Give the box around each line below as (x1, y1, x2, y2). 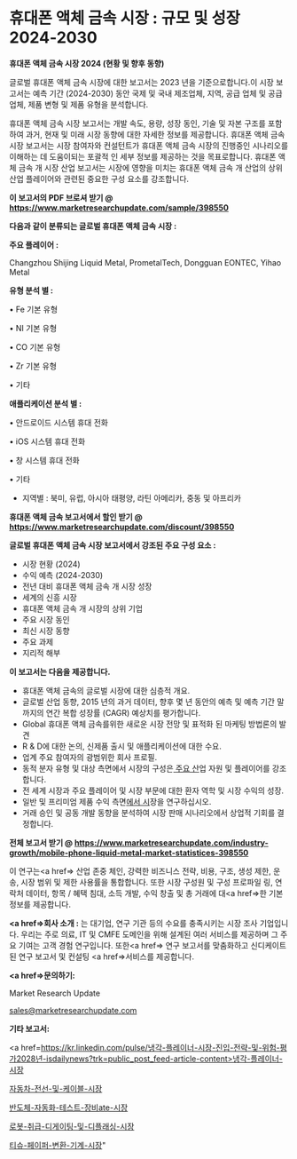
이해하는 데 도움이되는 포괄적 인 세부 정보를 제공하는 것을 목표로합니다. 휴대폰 (9, 151, 277, 162)
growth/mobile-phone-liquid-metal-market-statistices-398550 (9, 847, 249, 858)
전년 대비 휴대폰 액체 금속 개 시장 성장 (21, 581, 152, 591)
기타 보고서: (9, 1023, 51, 1034)
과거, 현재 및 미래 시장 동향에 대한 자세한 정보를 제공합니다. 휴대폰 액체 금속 (25, 129, 285, 139)
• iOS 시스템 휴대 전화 (9, 436, 86, 447)
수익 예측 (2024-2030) (21, 569, 104, 580)
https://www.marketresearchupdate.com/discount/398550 (9, 521, 235, 532)
